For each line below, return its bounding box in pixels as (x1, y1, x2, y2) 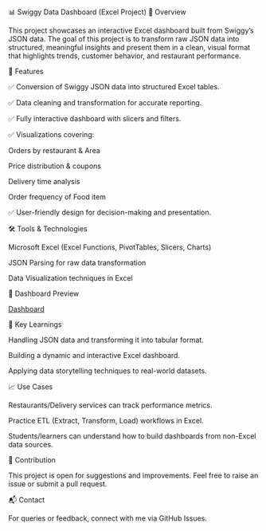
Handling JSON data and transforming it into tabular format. (8, 335, 205, 344)
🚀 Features (8, 67, 44, 76)
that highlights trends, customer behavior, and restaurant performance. (8, 51, 241, 61)
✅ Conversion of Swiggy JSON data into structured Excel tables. (8, 82, 221, 91)
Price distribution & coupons (8, 161, 102, 171)
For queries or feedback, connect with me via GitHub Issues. (8, 513, 207, 523)
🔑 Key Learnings (8, 320, 62, 329)
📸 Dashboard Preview (8, 289, 80, 298)
